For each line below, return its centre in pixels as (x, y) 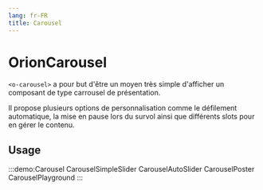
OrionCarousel (58, 62)
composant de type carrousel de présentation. (84, 93)
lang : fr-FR (28, 16)
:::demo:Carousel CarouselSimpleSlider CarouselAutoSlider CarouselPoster (131, 169)
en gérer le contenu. (41, 125)
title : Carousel (35, 23)
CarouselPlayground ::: (46, 178)
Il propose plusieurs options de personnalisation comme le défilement (123, 108)
